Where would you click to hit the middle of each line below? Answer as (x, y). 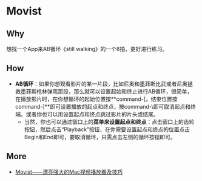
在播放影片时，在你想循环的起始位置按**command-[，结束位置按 (96, 99)
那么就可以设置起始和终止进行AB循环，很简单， (133, 91)
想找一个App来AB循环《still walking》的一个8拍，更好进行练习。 (87, 49)
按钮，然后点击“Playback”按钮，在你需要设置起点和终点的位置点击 (107, 129)
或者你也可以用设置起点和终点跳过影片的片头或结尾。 (92, 114)
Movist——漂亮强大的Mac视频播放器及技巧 (69, 172)
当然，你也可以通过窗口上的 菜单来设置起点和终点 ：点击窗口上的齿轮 (109, 121)
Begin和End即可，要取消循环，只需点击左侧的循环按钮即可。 (100, 137)
